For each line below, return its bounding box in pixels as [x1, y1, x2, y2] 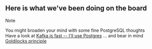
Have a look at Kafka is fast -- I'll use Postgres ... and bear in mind [5, 32, 143, 38]
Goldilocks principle [5, 38, 47, 44]
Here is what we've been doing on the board [5, 4, 147, 13]
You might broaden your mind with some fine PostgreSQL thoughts [5, 27, 145, 33]
